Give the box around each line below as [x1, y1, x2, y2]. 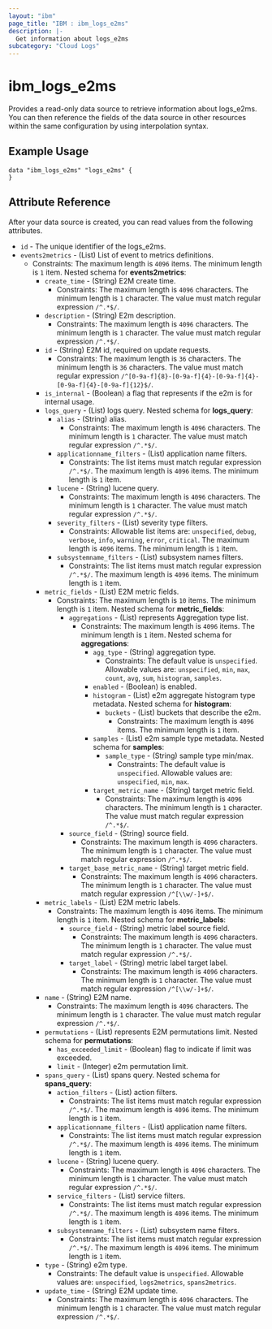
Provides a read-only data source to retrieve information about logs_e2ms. [8, 104, 257, 114]
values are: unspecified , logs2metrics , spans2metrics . [56, 1277, 237, 1287]
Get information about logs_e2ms [15, 34, 129, 43]
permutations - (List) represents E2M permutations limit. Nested [44, 1027, 258, 1037]
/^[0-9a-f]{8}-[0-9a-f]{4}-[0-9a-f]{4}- [120, 372, 260, 380]
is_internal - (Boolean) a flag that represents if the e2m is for [44, 387, 253, 398]
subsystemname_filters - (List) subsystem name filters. [56, 1225, 240, 1235]
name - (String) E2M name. [44, 992, 132, 1002]
